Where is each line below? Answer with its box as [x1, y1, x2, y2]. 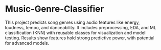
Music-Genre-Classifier [5, 3, 104, 15]
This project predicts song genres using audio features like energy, [5, 19, 140, 25]
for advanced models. [5, 40, 49, 46]
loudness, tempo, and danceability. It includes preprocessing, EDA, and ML [5, 24, 157, 30]
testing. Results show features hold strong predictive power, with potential [5, 35, 155, 41]
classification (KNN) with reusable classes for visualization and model [5, 30, 146, 35]
